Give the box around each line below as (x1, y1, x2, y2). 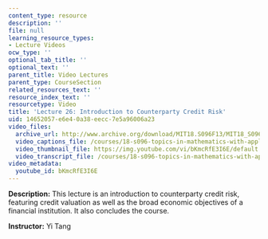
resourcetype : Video (8, 100, 77, 108)
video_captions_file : (15, 137, 88, 146)
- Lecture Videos (8, 41, 66, 49)
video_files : (8, 123, 52, 131)
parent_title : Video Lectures (8, 71, 109, 79)
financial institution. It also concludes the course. (8, 206, 170, 215)
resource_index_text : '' (8, 93, 91, 101)
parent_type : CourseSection (8, 78, 102, 86)
